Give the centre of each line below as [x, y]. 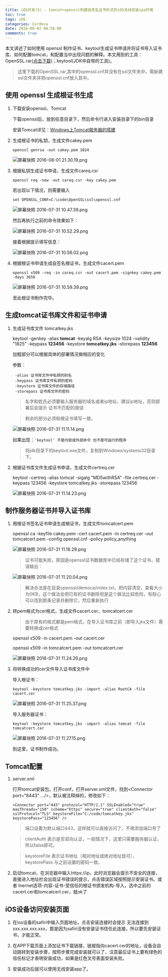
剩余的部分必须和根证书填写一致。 [60, 418]
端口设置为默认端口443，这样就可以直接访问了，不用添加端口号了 [93, 828]
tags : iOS [16, 19]
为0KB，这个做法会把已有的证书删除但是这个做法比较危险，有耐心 [93, 594]
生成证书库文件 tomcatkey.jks [43, 328]
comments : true [21, 33]
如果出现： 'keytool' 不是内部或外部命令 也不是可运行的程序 [69, 440]
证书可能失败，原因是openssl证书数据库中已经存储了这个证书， [90, 560]
